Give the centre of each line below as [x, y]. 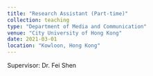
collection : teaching [38, 20]
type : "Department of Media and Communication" [77, 26]
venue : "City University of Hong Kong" [65, 33]
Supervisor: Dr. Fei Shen [42, 65]
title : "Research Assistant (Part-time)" [68, 13]
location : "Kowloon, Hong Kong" [54, 46]
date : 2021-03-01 [32, 39]
